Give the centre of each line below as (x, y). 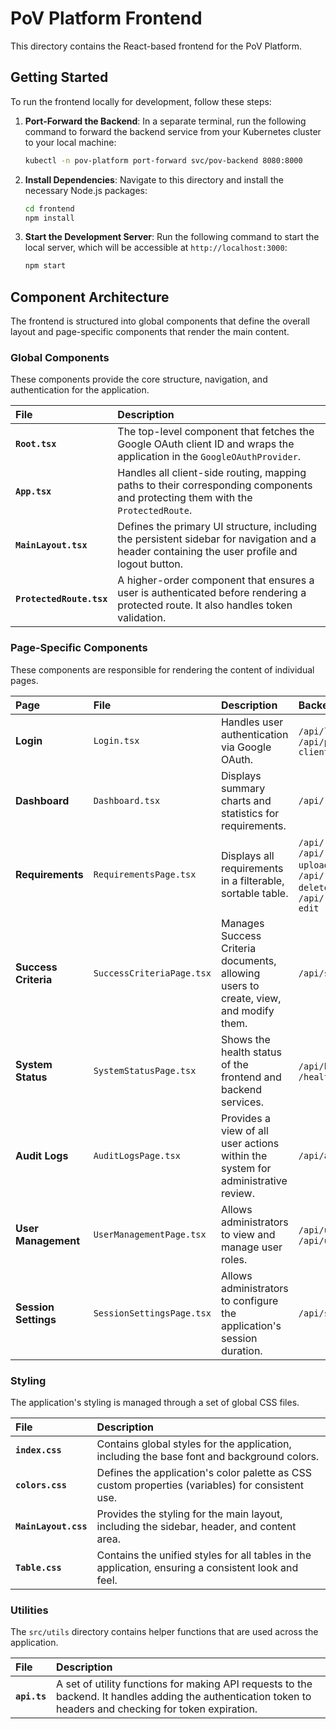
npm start (45, 266)
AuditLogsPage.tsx (137, 1155)
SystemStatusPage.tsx (145, 1070)
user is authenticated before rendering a (212, 593)
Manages (242, 923)
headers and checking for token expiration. (157, 1709)
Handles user (252, 722)
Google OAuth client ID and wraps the (206, 444)
